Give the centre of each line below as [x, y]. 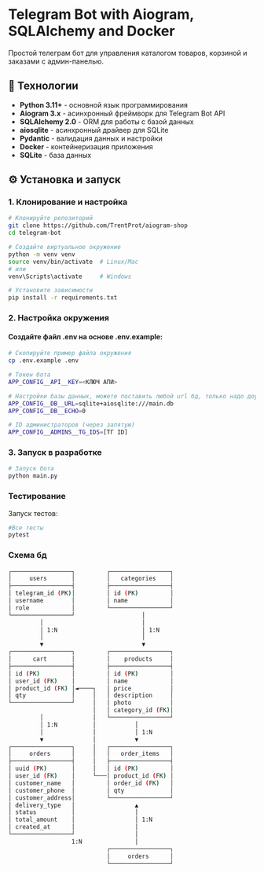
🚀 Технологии [43, 86]
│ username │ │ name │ [91, 601]
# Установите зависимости [50, 291]
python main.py [33, 476]
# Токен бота [29, 375]
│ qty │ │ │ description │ [91, 696]
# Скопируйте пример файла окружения [70, 354]
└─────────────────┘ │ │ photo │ [91, 703]
